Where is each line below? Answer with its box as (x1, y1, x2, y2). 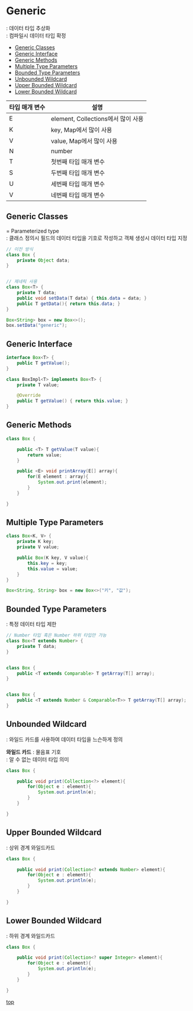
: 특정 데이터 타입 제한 (6, 621, 57, 628)
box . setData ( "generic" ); (6, 322, 67, 329)
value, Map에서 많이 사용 (50, 136, 118, 145)
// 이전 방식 (6, 246, 34, 252)
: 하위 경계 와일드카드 (6, 932, 55, 939)
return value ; (27, 452, 62, 458)
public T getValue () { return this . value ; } (17, 398, 128, 404)
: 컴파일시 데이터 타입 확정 (6, 31, 66, 39)
